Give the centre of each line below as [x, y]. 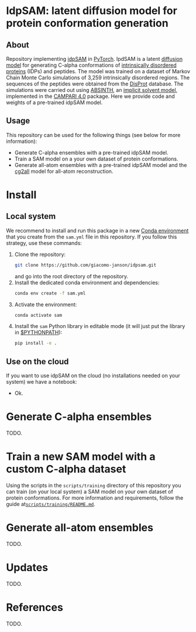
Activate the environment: [46, 304]
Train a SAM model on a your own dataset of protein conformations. [96, 159]
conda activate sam [38, 315]
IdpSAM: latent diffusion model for [92, 11]
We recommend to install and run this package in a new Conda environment [97, 230]
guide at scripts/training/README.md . [51, 504]
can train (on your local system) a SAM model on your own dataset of [90, 491]
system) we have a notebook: [42, 382]
